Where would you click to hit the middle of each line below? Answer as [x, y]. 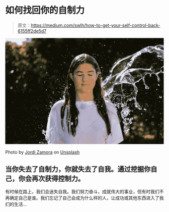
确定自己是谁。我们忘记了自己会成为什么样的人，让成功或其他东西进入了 [84, 198]
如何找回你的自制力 [45, 10]
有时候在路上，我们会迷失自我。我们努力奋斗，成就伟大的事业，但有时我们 [82, 192]
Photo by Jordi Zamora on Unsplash [43, 152]
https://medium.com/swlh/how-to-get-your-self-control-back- [96, 25]
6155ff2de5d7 [32, 31]
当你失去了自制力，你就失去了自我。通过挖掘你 [78, 169]
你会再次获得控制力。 [51, 179]
